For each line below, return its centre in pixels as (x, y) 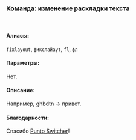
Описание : (21, 90)
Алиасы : (18, 35)
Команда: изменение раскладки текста (68, 8)
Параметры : (23, 63)
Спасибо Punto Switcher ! (38, 131)
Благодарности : (28, 118)
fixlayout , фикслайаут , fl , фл (42, 49)
